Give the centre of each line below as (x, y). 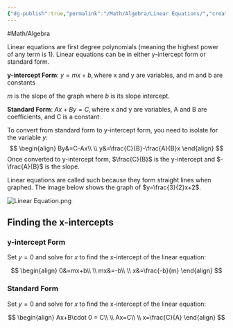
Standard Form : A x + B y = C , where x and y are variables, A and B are (107, 109)
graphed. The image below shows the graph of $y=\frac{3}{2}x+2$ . (104, 187)
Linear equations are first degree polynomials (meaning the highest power (113, 46)
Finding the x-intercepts (61, 223)
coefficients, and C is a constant (53, 116)
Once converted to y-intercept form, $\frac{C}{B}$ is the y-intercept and (111, 159)
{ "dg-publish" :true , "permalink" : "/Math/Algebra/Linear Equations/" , (108, 14)
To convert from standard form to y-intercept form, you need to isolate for (113, 130)
